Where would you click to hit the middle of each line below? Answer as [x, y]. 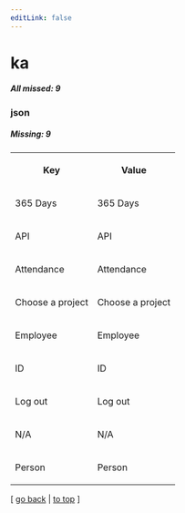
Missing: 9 [31, 134]
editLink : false [41, 18]
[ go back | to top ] [45, 498]
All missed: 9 [36, 88]
